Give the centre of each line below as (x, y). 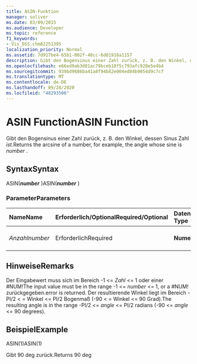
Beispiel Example (37, 329)
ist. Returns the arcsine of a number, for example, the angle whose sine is (94, 145)
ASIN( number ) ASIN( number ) (43, 183)
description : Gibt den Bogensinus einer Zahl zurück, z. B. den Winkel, (97, 60)
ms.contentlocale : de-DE (36, 83)
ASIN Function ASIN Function (77, 122)
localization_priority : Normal (44, 50)
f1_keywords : (22, 39)
